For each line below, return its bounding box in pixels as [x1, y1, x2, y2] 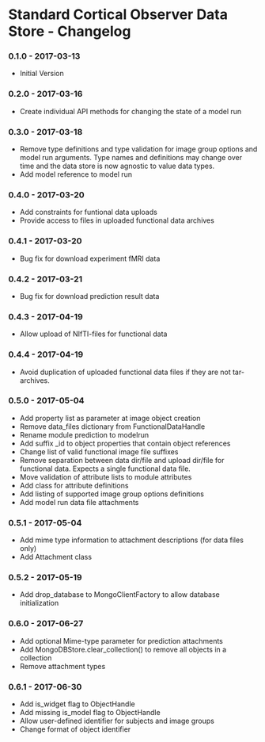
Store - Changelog [8, 22, 131, 40]
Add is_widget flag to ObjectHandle [19, 699, 136, 709]
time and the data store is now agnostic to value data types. [19, 161, 215, 171]
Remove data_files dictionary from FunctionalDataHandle [19, 422, 206, 431]
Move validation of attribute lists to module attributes [19, 472, 192, 481]
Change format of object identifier [19, 725, 131, 734]
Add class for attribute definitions [19, 480, 129, 490]
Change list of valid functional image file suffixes [19, 446, 179, 457]
